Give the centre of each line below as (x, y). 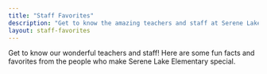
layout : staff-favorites (49, 30)
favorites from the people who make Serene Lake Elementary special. (122, 61)
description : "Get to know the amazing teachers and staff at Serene (126, 23)
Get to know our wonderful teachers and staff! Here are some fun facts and (132, 53)
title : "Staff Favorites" (51, 16)
